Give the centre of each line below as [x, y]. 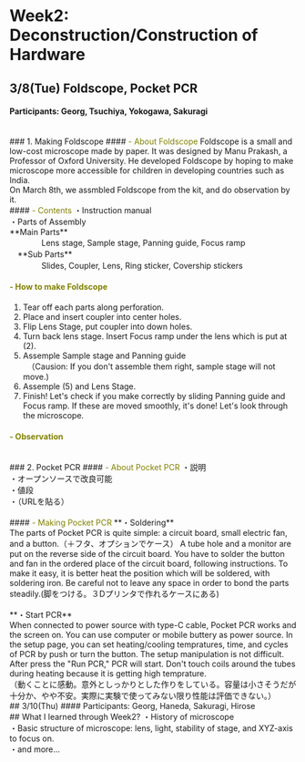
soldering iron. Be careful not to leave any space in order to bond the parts [149, 583]
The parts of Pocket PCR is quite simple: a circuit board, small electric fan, [149, 533]
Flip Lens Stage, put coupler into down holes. [107, 326]
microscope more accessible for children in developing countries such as [147, 170]
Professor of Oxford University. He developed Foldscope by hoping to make [152, 160]
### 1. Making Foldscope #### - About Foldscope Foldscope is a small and [151, 141]
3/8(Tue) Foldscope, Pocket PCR [104, 88]
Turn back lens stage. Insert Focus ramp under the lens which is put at [155, 336]
